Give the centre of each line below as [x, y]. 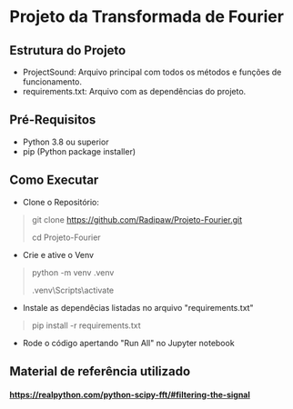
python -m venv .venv [73, 272]
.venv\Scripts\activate [73, 290]
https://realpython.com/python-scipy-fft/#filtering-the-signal [130, 394]
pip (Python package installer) [79, 151]
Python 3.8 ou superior [66, 142]
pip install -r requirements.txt [86, 325]
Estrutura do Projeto [68, 50]
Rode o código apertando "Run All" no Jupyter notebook [128, 343]
